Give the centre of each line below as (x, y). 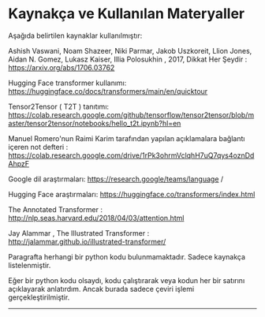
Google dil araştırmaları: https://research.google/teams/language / (116, 179)
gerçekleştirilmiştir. (39, 297)
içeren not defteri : (38, 147)
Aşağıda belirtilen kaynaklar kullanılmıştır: (75, 35)
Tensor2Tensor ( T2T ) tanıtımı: (58, 106)
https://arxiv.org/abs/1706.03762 (62, 67)
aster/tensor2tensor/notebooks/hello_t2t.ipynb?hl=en (95, 123)
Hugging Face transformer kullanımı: (67, 83)
